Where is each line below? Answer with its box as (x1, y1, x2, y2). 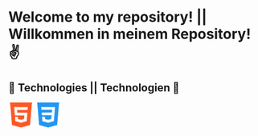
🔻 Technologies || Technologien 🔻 (8, 81, 180, 94)
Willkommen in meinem (8, 25, 169, 43)
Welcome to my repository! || (8, 8, 207, 26)
